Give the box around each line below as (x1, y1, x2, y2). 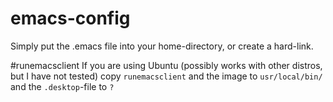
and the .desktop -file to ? (10, 80, 115, 92)
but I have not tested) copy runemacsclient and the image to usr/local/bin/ (10, 70, 323, 82)
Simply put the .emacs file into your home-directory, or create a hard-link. (10, 40, 314, 52)
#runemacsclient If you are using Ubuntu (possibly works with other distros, (10, 59, 323, 71)
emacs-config (10, 7, 131, 30)
